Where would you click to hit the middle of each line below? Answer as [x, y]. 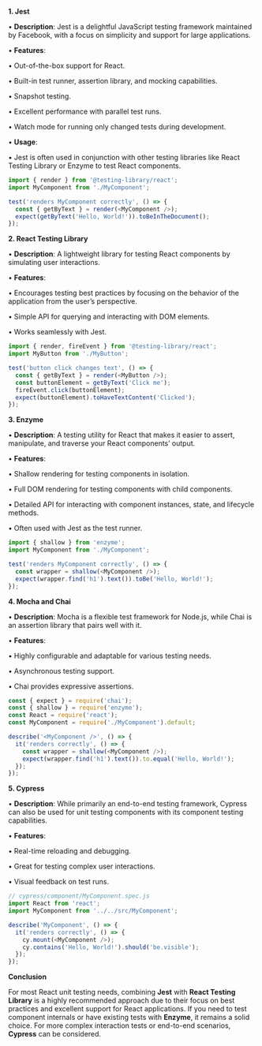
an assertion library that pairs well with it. [75, 625]
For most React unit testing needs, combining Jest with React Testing [122, 992]
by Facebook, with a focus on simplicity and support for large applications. [129, 35]
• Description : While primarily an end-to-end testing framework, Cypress [127, 804]
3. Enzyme [26, 420]
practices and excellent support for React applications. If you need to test [127, 1009]
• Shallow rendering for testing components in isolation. [99, 474]
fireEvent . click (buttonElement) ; [70, 390]
